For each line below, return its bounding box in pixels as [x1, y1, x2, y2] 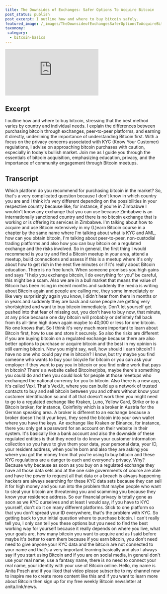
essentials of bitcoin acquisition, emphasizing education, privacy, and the [5, 155, 156, 161]
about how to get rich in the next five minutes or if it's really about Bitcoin [5, 261, 156, 267]
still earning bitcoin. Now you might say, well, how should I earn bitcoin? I [5, 346, 155, 352]
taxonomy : [5, 26, 26, 31]
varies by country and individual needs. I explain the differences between [5, 123, 156, 129]
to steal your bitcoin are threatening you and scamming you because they [5, 489, 156, 495]
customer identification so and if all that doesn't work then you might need [5, 394, 158, 400]
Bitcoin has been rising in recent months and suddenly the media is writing [5, 283, 158, 289]
